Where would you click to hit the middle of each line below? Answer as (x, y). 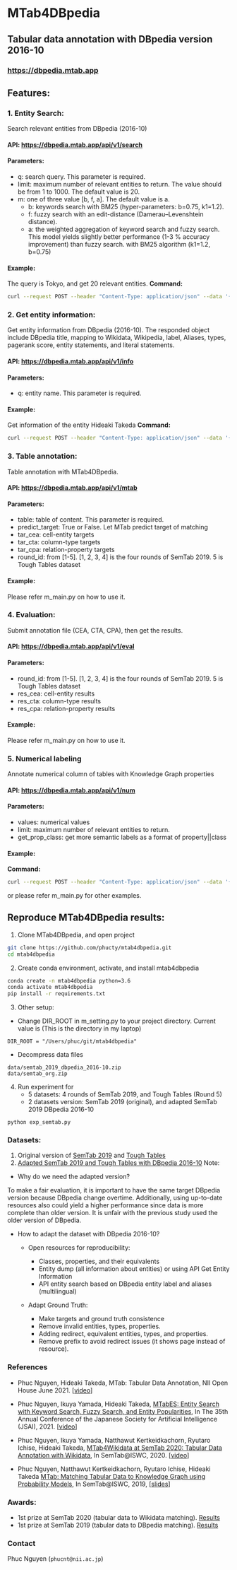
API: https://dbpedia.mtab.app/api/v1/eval (71, 646)
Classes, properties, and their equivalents (99, 1261)
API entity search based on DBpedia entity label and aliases (125, 1284)
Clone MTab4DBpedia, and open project (76, 935)
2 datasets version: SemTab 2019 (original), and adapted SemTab (122, 1102)
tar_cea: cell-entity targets (56, 534)
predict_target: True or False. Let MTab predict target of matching (113, 527)
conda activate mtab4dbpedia (50, 988)
